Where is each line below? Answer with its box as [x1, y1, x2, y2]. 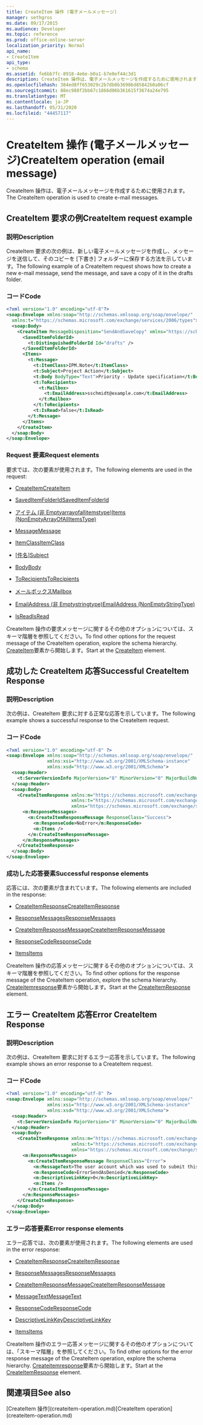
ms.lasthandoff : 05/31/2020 [6, 104, 77, 111]
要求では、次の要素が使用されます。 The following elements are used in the [6, 466, 192, 473]
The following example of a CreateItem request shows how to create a [16, 262, 192, 270]
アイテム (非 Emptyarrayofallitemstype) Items [14, 509, 126, 516]
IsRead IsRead [14, 612, 50, 620]
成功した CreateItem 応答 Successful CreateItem [6, 666, 189, 676]
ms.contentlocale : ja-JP [6, 99, 69, 105]
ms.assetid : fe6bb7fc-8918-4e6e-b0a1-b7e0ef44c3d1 [6, 71, 137, 77]
